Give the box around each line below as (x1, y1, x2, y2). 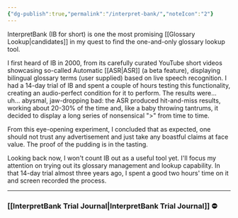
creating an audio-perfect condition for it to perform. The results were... (7, 88, 217, 97)
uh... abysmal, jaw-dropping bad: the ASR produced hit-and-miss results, (7, 96, 221, 105)
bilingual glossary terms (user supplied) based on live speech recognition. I (7, 74, 227, 82)
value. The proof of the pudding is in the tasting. (7, 139, 149, 149)
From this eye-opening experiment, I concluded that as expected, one (7, 125, 211, 133)
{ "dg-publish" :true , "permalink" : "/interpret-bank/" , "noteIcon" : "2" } (7, 10, 214, 18)
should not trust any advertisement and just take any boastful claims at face (7, 132, 229, 141)
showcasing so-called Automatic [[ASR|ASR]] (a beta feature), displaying (7, 66, 221, 74)
